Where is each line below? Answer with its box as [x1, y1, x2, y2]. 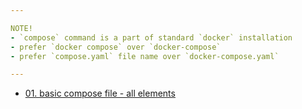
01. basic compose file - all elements [24, 87, 176, 100]
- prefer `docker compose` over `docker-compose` [10, 42, 222, 52]
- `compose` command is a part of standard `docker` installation [10, 32, 293, 43]
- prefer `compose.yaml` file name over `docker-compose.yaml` [10, 51, 280, 61]
